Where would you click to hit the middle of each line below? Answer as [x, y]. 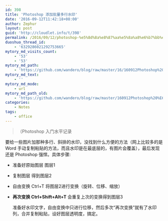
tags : [11, 112]
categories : [17, 103]
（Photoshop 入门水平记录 [44, 131]
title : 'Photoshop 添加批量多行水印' [41, 14]
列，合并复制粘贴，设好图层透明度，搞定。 [56, 214]
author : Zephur [21, 24]
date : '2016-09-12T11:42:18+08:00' [42, 19]
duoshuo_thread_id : [25, 42]
